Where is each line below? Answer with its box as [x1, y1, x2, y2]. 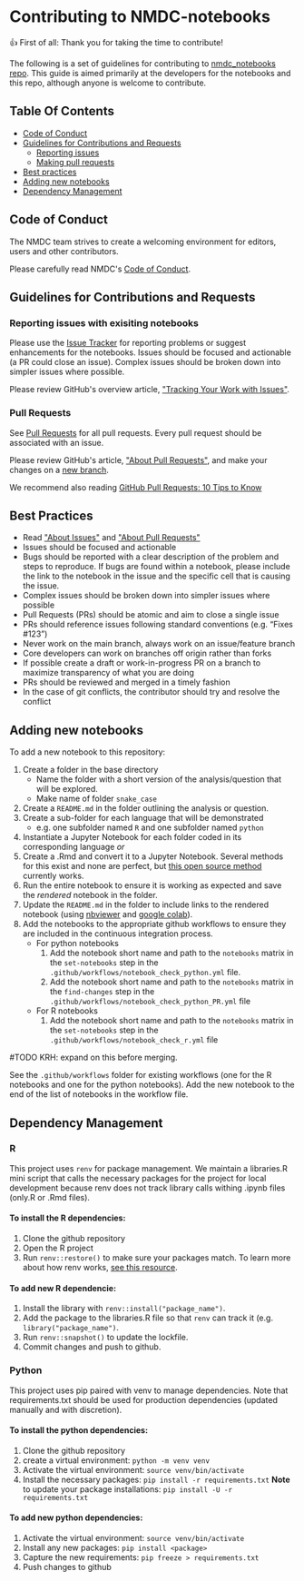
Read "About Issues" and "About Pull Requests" [22, 532, 201, 543]
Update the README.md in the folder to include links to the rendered [22, 899, 270, 910]
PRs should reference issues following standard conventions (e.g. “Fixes [22, 619, 293, 630]
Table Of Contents [9, 104, 115, 119]
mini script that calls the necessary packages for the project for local [9, 1172, 267, 1183]
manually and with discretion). [9, 1404, 123, 1415]
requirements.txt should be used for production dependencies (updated [9, 1394, 279, 1405]
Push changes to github [22, 1561, 112, 1572]
